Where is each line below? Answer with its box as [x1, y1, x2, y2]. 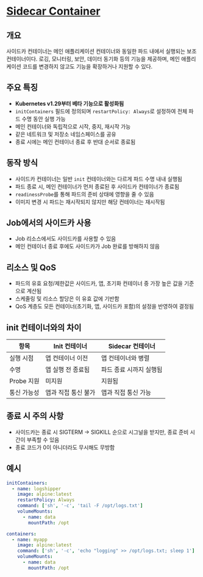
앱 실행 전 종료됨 [45, 365, 90, 374]
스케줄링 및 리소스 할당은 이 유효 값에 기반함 [15, 295, 120, 302]
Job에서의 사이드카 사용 [6, 218, 91, 228]
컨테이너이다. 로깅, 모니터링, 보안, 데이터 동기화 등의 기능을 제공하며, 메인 [6, 55, 180, 62]
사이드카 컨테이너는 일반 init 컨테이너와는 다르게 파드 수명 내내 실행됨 [15, 175, 183, 182]
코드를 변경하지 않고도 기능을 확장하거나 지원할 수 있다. [22, 63, 153, 70]
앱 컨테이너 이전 [45, 354, 88, 362]
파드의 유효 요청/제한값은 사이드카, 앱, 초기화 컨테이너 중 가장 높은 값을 [15, 280, 183, 287]
